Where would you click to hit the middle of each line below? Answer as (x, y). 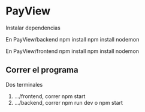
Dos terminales (24, 84)
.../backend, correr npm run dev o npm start (69, 102)
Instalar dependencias (33, 28)
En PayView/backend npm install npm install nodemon (72, 39)
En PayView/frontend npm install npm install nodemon (72, 51)
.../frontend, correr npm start (50, 96)
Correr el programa (42, 70)
